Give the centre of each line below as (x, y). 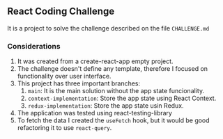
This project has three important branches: (79, 83)
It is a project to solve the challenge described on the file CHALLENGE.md (108, 28)
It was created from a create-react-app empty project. (95, 61)
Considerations (34, 46)
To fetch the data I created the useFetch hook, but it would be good (114, 120)
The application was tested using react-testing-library (95, 113)
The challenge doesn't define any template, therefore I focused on (112, 69)
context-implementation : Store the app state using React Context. (122, 98)
